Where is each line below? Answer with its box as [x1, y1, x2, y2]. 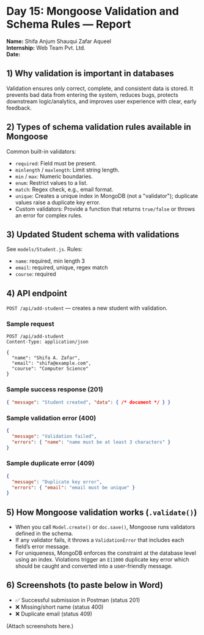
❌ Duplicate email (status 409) [15, 610, 93, 617]
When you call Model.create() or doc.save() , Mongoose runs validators [15, 524, 195, 531]
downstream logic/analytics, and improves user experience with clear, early [6, 97, 197, 105]
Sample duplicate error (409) [6, 459, 95, 468]
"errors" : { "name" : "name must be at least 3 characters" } [12, 439, 171, 445]
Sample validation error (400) [6, 413, 97, 422]
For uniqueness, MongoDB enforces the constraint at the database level [15, 549, 197, 557]
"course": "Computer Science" [12, 366, 89, 372]
